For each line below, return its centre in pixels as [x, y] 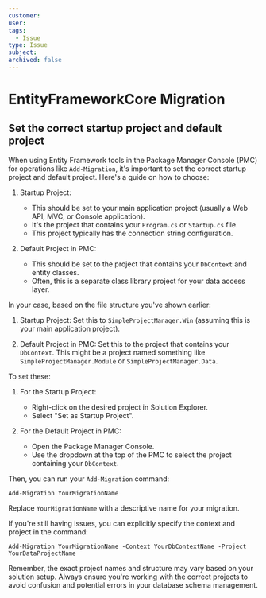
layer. [40, 289]
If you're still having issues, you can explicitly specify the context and [122, 523]
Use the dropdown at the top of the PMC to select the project [131, 455]
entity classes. [55, 272]
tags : [17, 30]
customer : [25, 16]
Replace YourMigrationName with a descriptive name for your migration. [124, 508]
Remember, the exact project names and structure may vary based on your [131, 568]
